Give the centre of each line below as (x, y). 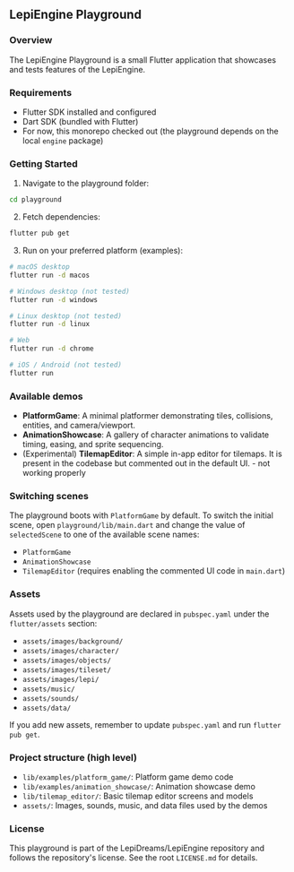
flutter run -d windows (54, 299)
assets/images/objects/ (67, 660)
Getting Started (43, 163)
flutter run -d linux (50, 324)
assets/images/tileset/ (67, 670)
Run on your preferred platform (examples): (103, 251)
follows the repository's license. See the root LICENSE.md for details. (134, 858)
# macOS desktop (39, 267)
